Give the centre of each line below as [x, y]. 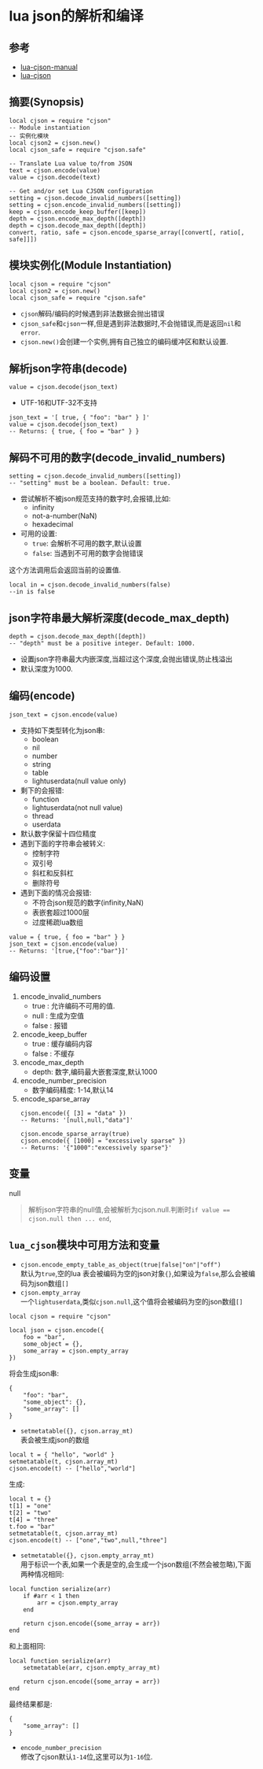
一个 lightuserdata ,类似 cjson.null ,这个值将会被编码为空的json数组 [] [131, 1302]
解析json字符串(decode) [68, 369]
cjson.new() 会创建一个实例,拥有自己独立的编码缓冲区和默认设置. [124, 341]
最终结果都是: [31, 1704]
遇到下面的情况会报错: [56, 892]
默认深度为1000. [46, 669]
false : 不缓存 [53, 1053]
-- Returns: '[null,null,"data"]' [77, 1120]
